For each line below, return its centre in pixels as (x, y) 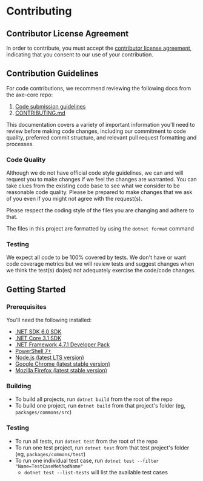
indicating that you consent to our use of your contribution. (80, 55)
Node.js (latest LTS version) (50, 358)
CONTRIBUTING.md (40, 113)
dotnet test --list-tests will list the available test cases (96, 472)
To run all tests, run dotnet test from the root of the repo (86, 441)
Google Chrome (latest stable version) (62, 364)
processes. (20, 144)
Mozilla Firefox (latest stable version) (61, 371)
